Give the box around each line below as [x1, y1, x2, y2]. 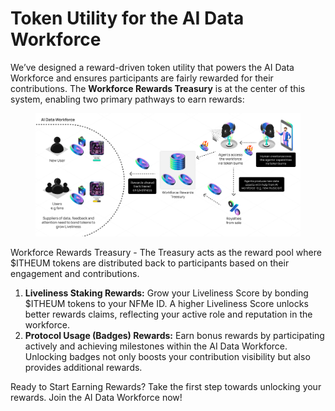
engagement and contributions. [10, 267, 140, 279]
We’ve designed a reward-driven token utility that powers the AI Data [10, 61, 295, 73]
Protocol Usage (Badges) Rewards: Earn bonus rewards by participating [24, 329, 325, 341]
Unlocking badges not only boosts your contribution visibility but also [24, 350, 311, 362]
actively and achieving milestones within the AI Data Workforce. [24, 340, 288, 352]
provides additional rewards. [24, 361, 143, 373]
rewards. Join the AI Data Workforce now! [10, 391, 183, 403]
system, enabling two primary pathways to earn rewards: [10, 93, 245, 105]
